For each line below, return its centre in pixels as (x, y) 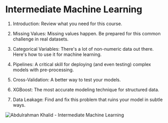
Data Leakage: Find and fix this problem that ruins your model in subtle (88, 99)
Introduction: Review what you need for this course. (67, 24)
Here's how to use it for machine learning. (57, 54)
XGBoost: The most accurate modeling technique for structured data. (86, 89)
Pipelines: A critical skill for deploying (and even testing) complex (82, 64)
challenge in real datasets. (41, 39)
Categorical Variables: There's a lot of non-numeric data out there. (83, 49)
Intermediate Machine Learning (74, 9)
